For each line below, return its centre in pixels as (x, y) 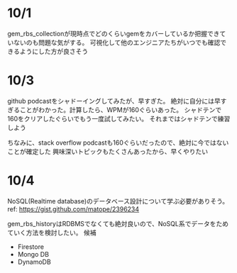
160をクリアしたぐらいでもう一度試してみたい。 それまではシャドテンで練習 (119, 118)
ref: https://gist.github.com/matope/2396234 (73, 209)
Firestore (31, 247)
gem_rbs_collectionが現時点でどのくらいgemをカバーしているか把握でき (114, 33)
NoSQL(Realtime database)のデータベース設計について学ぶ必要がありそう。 (118, 201)
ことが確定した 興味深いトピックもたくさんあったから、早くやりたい (108, 151)
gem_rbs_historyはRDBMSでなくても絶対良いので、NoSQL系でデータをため (118, 223)
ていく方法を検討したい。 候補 (52, 233)
